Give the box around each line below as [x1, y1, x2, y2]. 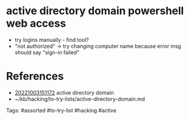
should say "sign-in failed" [14, 48, 80, 56]
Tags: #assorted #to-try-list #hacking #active [6, 106, 117, 113]
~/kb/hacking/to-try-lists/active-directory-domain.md [14, 95, 145, 102]
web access [6, 17, 66, 30]
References [6, 70, 64, 83]
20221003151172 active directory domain [14, 89, 114, 96]
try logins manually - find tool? [14, 36, 89, 43]
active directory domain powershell [6, 4, 184, 18]
